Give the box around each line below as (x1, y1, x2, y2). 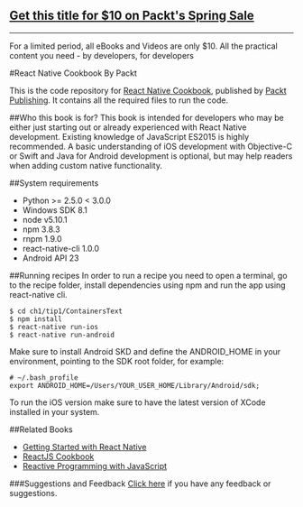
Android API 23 (22, 253, 79, 263)
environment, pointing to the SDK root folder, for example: (9, 355, 225, 366)
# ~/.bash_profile (9, 373, 78, 383)
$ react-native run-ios (9, 322, 99, 331)
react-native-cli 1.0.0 (22, 243, 100, 253)
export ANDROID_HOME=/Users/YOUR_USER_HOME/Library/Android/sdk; (9, 381, 260, 390)
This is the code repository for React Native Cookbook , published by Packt (9, 85, 287, 96)
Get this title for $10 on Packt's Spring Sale (9, 8, 254, 23)
